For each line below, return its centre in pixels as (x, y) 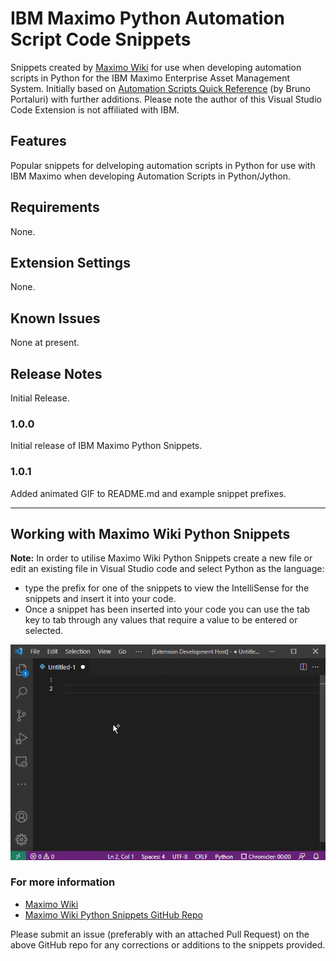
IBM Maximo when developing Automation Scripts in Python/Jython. (151, 176)
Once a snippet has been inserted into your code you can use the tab (167, 609)
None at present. (45, 343)
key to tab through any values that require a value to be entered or (161, 620)
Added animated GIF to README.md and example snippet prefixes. (148, 493)
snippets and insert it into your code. (100, 599)
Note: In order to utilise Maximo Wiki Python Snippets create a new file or (161, 558)
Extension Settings (70, 262)
